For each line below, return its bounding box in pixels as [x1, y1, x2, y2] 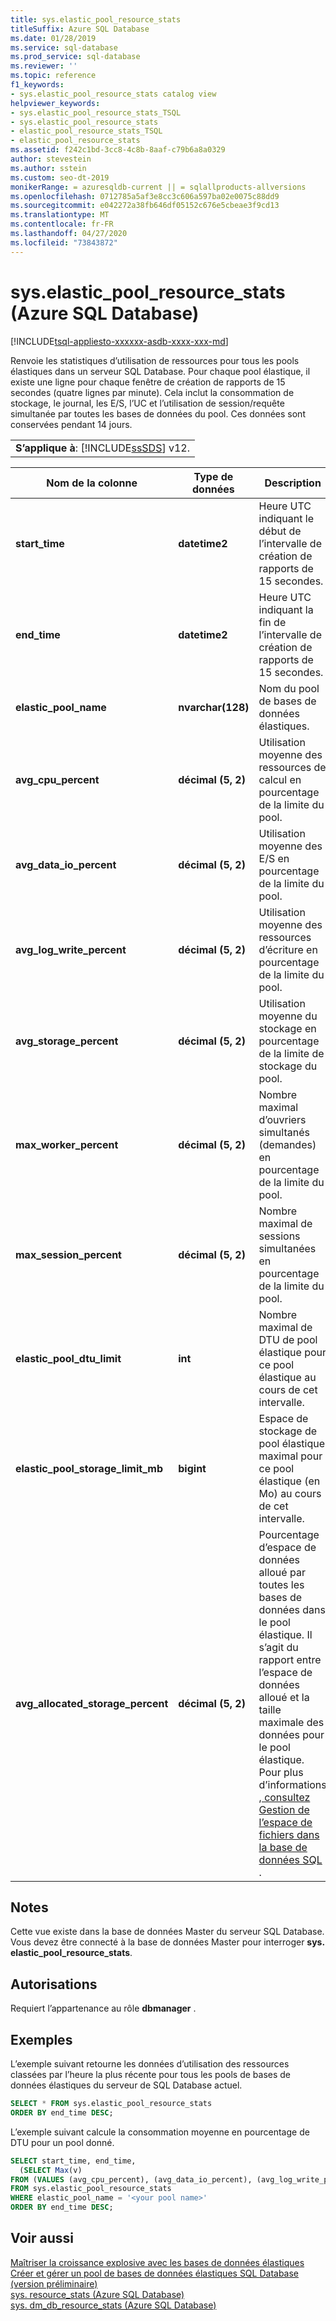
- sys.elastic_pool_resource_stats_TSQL [10, 107, 182, 118]
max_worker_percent [15, 1137, 119, 1151]
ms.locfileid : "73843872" [10, 237, 118, 248]
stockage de [258, 1424, 318, 1438]
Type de [193, 469, 234, 483]
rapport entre [258, 1652, 322, 1666]
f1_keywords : [10, 80, 65, 90]
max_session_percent [15, 1247, 122, 1261]
